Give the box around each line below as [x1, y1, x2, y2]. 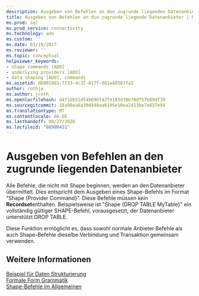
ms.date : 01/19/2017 [6, 42, 57, 48]
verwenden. [6, 237, 36, 244]
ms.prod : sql [6, 20, 38, 25]
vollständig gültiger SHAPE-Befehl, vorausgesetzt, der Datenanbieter [6, 207, 175, 214]
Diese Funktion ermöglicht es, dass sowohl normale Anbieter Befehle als [6, 224, 182, 231]
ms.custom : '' [6, 36, 41, 42]
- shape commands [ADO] [6, 63, 65, 70]
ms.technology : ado [6, 31, 54, 37]
